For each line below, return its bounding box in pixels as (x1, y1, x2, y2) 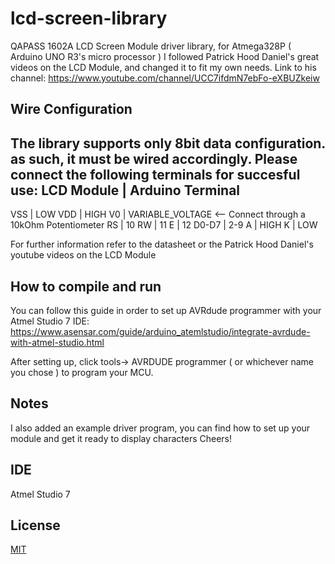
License (10, 517, 61, 534)
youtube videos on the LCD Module (10, 249, 157, 261)
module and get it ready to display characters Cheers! (10, 432, 232, 444)
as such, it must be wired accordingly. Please (10, 150, 298, 167)
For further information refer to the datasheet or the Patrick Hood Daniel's (10, 238, 314, 251)
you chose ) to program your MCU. (10, 366, 154, 378)
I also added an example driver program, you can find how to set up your (10, 422, 311, 434)
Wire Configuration (10, 101, 133, 118)
